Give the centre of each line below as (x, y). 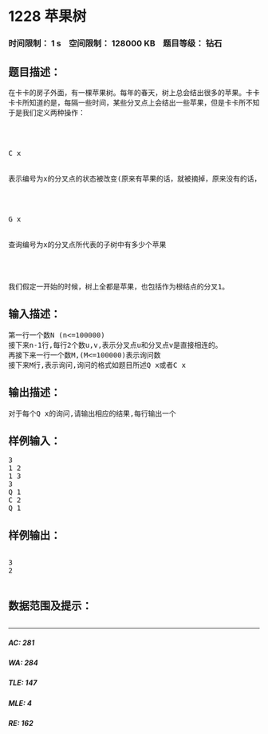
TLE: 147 (23, 683)
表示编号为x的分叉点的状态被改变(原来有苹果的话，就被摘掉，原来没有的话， (135, 178)
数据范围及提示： (50, 606)
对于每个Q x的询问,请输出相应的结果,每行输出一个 (93, 413)
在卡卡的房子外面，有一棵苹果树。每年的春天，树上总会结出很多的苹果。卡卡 (134, 92)
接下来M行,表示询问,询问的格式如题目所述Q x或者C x (97, 365)
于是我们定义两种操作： (47, 112)
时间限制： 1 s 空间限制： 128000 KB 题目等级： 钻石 (115, 43)
